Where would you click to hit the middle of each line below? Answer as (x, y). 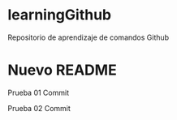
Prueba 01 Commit (39, 92)
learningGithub (59, 15)
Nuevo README (62, 70)
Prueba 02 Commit (39, 108)
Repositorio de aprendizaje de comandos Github (88, 37)
